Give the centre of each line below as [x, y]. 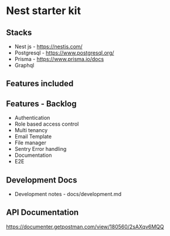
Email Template [33, 137]
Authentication [32, 118]
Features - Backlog [41, 104]
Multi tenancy [31, 130]
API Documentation [42, 213]
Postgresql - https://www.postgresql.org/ [64, 53]
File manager [30, 143]
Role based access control [47, 124]
